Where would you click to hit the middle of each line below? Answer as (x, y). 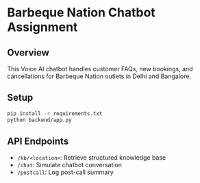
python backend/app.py (39, 120)
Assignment (42, 27)
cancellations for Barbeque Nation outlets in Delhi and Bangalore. (99, 76)
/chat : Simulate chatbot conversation (69, 165)
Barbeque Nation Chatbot (81, 13)
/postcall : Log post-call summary (65, 172)
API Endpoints (38, 141)
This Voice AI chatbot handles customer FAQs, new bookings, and (100, 69)
